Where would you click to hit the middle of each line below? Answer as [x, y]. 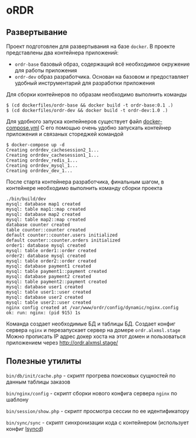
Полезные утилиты [44, 361]
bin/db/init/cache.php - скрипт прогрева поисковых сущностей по [91, 375]
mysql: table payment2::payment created [57, 282]
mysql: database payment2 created [49, 276]
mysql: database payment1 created [49, 266]
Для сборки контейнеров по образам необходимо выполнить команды [97, 94]
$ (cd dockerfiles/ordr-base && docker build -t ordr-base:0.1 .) [90, 105]
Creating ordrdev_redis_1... [42, 160]
